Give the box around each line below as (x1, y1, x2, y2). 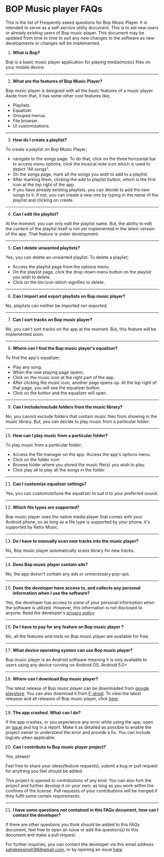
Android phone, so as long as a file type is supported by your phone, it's (5, 519, 150, 525)
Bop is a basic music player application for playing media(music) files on (5, 59, 150, 65)
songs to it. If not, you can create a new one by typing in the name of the (12, 192, 159, 198)
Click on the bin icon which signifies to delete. (12, 279, 105, 285)
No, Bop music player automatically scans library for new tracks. (5, 547, 135, 553)
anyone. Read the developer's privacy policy (5, 610, 95, 616)
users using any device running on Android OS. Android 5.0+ (5, 662, 128, 668)
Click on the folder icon (12, 456, 60, 462)
